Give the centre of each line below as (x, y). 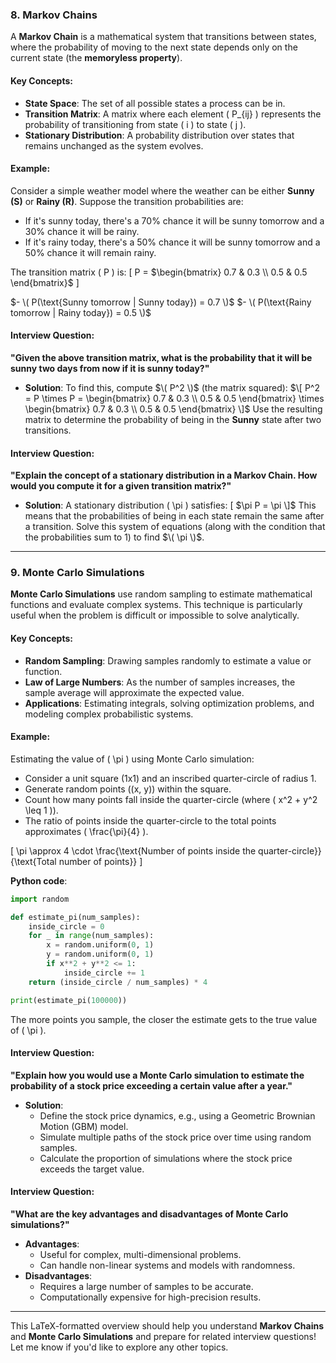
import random (40, 899)
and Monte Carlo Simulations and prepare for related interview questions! (163, 1336)
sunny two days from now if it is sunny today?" (110, 368)
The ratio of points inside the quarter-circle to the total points (150, 820)
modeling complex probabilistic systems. (109, 714)
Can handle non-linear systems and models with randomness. (167, 1265)
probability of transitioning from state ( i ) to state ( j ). (135, 124)
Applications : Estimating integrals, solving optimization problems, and (169, 703)
